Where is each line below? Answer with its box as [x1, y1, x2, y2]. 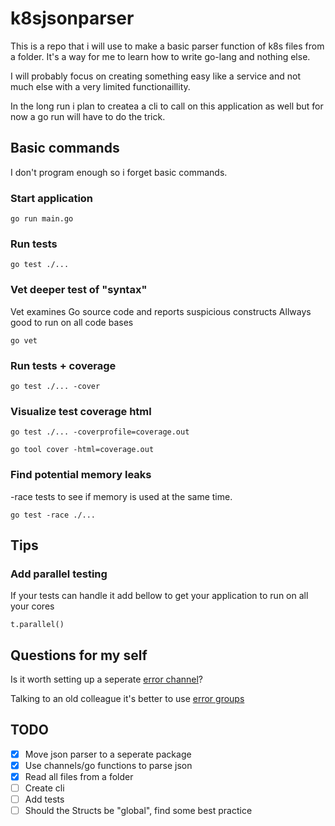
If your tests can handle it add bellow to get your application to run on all [10, 590, 309, 602]
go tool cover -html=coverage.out [10, 445, 155, 455]
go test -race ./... [10, 510, 97, 520]
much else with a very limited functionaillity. [10, 80, 191, 92]
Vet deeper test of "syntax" [10, 283, 148, 297]
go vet [10, 335, 38, 346]
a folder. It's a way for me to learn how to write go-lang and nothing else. [10, 50, 311, 62]
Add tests [24, 793, 65, 806]
